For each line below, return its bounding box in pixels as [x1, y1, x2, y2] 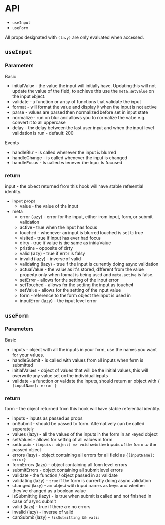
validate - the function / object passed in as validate [12, 472, 118, 478]
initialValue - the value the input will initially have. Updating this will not [12, 82, 156, 89]
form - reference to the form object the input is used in [19, 292, 131, 298]
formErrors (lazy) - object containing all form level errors [12, 461, 127, 467]
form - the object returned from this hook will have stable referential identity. [5, 405, 161, 411]
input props [12, 198, 36, 204]
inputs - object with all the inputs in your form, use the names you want [12, 346, 157, 352]
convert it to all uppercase [12, 120, 66, 125]
